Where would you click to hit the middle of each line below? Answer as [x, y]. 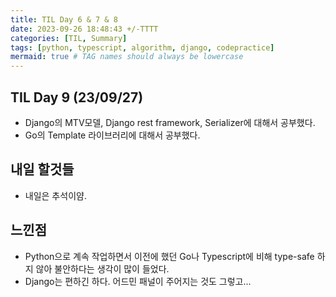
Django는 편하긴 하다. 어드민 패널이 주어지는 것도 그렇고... [138, 281]
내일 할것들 [42, 169]
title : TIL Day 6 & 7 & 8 [64, 19]
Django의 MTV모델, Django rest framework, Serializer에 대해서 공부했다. [170, 122]
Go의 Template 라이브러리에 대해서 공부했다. [112, 135]
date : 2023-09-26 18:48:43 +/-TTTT [84, 29]
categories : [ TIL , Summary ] [69, 38]
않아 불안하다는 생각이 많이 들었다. [102, 268]
